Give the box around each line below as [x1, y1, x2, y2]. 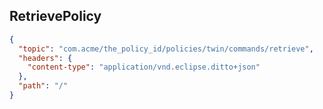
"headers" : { [18, 53, 73, 63]
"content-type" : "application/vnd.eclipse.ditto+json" [27, 62, 261, 73]
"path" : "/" [18, 81, 69, 91]
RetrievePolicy [9, 8, 102, 25]
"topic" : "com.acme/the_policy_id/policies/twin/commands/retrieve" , [18, 44, 314, 54]
